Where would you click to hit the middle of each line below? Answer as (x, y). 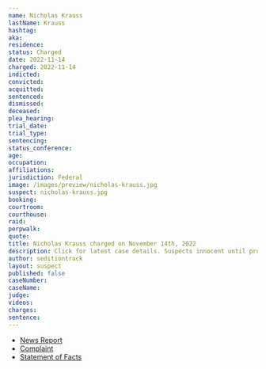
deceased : (25, 112)
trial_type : (28, 133)
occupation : (28, 163)
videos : (21, 302)
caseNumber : (28, 281)
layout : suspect (35, 266)
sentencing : (28, 141)
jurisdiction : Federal (46, 178)
